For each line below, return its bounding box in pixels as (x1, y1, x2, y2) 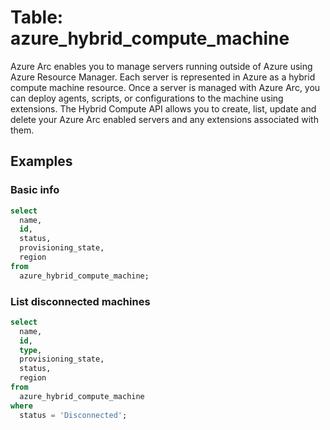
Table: (10, 6, 64, 29)
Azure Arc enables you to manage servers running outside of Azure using (10, 60, 313, 72)
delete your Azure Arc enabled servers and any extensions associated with (10, 113, 319, 125)
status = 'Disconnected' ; (19, 410, 128, 420)
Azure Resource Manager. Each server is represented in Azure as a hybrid (10, 71, 316, 83)
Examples (10, 153, 73, 170)
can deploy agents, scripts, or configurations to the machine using (10, 92, 284, 104)
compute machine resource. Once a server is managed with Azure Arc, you (10, 81, 321, 93)
